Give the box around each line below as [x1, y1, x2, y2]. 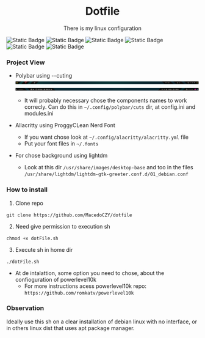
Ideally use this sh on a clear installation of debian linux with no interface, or [6, 318, 197, 325]
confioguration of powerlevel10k [15, 276, 96, 283]
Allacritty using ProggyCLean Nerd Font [15, 122, 116, 129]
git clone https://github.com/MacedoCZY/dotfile [6, 212, 132, 218]
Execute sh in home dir [15, 246, 73, 253]
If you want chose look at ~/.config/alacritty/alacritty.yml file [24, 133, 189, 141]
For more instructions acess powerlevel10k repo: [24, 282, 146, 290]
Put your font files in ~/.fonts [24, 140, 99, 147]
